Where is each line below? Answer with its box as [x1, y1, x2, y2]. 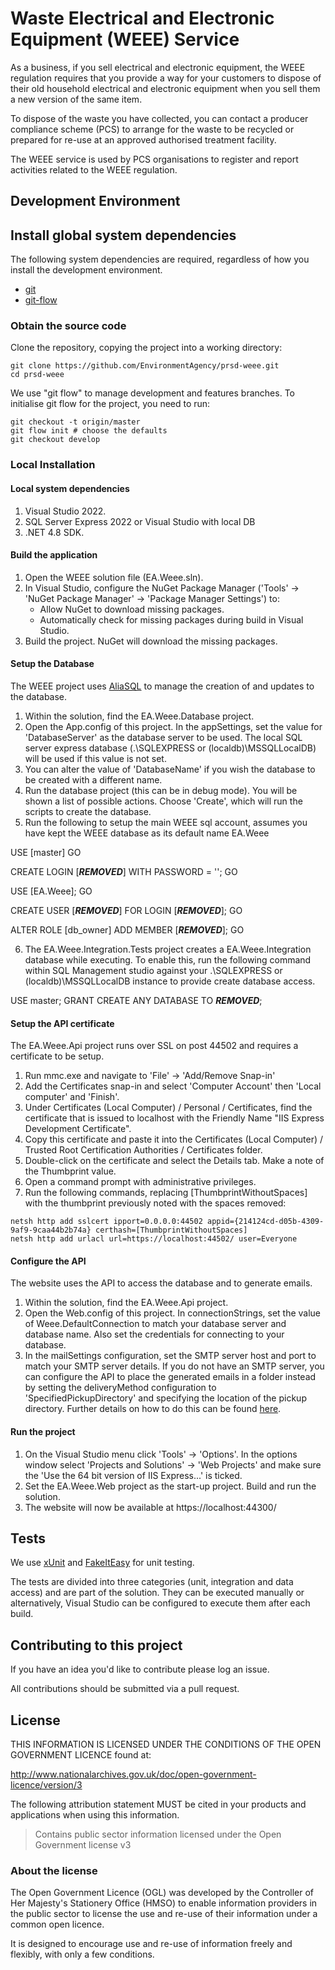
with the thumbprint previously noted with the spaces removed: [24, 1197, 287, 1209]
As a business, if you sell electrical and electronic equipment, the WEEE [10, 61, 306, 73]
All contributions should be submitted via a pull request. [10, 1683, 240, 1695]
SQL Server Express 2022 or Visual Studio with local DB [24, 515, 256, 527]
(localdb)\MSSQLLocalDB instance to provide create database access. [24, 975, 316, 987]
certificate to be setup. [10, 1050, 105, 1062]
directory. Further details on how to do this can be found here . [24, 1403, 282, 1415]
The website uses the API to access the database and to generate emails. [10, 1277, 313, 1289]
